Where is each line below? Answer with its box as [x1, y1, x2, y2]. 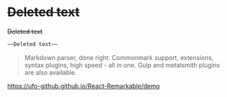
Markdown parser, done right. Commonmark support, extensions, [24, 53, 214, 61]
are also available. [24, 68, 77, 77]
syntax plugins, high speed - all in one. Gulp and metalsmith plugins [24, 61, 221, 69]
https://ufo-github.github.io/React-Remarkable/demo [7, 82, 160, 90]
